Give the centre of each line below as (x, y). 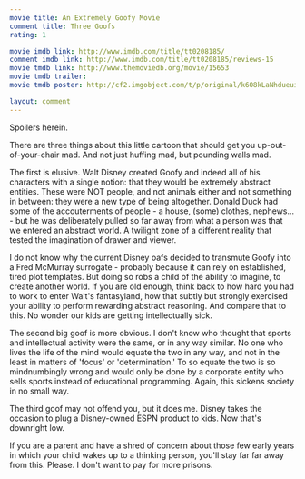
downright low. (37, 427)
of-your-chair (34, 155)
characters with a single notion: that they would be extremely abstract (140, 182)
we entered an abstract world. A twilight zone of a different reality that (141, 230)
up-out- (272, 145)
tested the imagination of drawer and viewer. (93, 239)
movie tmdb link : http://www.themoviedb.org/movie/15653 (119, 68)
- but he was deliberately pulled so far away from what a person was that (146, 220)
